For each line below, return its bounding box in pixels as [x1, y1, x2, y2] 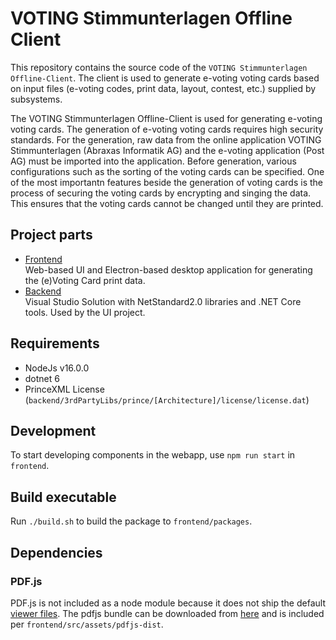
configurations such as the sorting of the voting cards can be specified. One [10, 165, 325, 177]
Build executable [10, 488, 117, 506]
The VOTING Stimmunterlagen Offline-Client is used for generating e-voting [10, 112, 323, 124]
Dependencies [10, 544, 103, 561]
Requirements [10, 335, 100, 352]
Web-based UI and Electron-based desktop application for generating [24, 263, 313, 276]
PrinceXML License [24, 383, 105, 395]
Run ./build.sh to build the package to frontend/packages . [10, 515, 253, 527]
